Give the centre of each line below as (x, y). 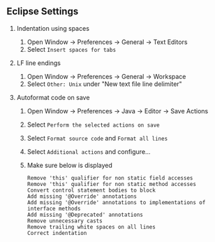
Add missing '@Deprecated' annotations (85, 215)
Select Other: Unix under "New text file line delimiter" (104, 84)
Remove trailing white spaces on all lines (91, 227)
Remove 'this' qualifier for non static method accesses (112, 184)
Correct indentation (57, 233)
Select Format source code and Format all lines (97, 138)
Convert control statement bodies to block (91, 190)
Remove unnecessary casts (65, 221)
